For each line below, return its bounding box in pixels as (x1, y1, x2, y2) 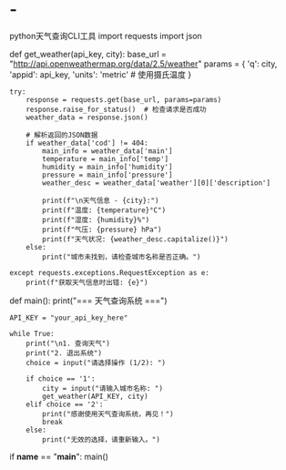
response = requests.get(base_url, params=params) (26, 95, 222, 104)
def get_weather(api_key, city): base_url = (9, 48, 167, 59)
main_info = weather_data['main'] (42, 146, 173, 156)
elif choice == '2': (26, 400, 104, 409)
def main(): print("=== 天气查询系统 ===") (9, 295, 168, 306)
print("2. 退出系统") (26, 348, 103, 358)
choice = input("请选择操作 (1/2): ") (26, 358, 167, 367)
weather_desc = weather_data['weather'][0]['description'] (42, 178, 271, 188)
